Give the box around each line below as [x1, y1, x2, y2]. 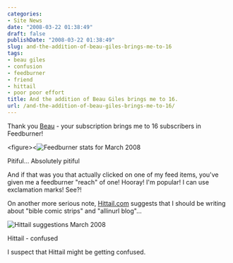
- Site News [7, 17, 42, 24]
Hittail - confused [7, 234, 59, 242]
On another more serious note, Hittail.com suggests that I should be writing [7, 199, 226, 207]
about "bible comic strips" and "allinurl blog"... [7, 206, 143, 215]
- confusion [7, 63, 42, 70]
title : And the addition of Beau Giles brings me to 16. [7, 96, 179, 103]
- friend [7, 76, 33, 83]
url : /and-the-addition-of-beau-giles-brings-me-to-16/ [7, 103, 175, 110]
